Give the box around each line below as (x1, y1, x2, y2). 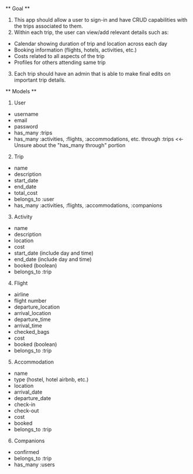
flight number (13, 297, 47, 304)
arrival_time (13, 322, 42, 329)
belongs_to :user (13, 196, 54, 202)
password (13, 123, 39, 130)
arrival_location (13, 310, 51, 316)
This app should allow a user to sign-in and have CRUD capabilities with (13, 16, 188, 23)
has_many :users (13, 461, 55, 468)
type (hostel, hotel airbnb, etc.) (13, 376, 89, 383)
